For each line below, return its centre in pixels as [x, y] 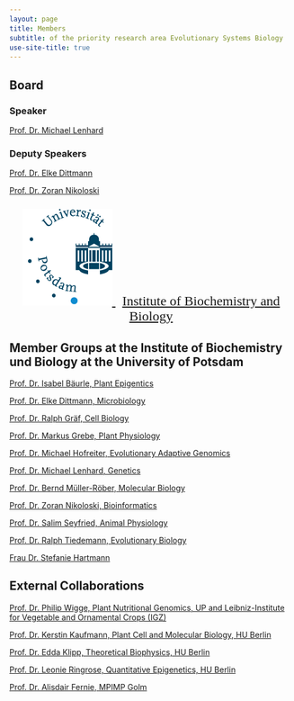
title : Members [38, 28]
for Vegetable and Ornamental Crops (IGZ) [88, 617]
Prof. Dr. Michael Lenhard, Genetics [75, 471]
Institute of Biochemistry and [201, 301]
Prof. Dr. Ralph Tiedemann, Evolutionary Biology [98, 541]
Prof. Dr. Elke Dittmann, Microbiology [77, 401]
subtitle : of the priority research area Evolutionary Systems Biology [146, 38]
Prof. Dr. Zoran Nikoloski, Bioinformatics [83, 506]
